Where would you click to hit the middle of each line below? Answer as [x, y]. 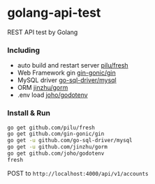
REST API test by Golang [43, 32]
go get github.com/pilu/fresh [51, 128]
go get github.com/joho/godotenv [56, 154]
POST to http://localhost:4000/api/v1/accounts [78, 173]
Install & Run [29, 113]
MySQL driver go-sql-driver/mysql [67, 80]
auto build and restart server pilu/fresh [73, 66]
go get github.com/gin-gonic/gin [56, 134]
